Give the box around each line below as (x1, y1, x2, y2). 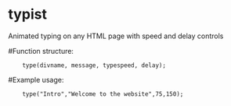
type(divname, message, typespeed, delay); (22, 61, 167, 69)
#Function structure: (8, 46, 74, 55)
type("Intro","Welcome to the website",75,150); (22, 90, 184, 98)
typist (8, 5, 47, 23)
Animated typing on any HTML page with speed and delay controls (8, 31, 224, 41)
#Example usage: (8, 75, 64, 84)
